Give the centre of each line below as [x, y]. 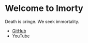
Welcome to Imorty [44, 8]
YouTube [21, 36]
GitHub [19, 31]
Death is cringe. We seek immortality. [42, 21]
